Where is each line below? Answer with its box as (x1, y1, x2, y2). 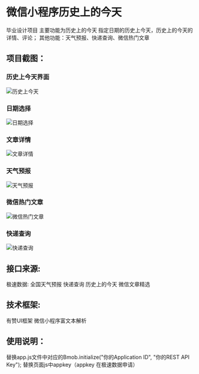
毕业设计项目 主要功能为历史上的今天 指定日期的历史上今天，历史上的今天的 (6, 26, 193, 34)
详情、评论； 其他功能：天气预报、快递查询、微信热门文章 (6, 34, 150, 41)
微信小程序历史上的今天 (6, 5, 122, 19)
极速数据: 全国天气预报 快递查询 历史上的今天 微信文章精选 (6, 280, 150, 287)
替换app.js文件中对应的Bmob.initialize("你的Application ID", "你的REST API (6, 353, 190, 361)
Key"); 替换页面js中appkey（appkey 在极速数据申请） (6, 361, 138, 368)
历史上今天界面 (6, 73, 50, 81)
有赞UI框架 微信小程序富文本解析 (6, 317, 87, 324)
